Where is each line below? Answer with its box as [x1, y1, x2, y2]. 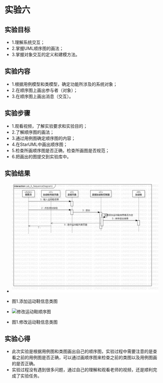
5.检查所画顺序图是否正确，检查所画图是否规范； [11, 147, 110, 153]
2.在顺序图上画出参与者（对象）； [11, 87, 78, 93]
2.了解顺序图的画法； [11, 129, 55, 135]
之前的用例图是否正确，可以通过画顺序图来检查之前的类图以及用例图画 [16, 355, 157, 360]
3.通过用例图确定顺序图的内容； [11, 135, 76, 141]
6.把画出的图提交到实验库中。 [11, 154, 72, 159]
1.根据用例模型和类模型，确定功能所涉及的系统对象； [11, 81, 118, 87]
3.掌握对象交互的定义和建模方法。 [11, 52, 80, 57]
